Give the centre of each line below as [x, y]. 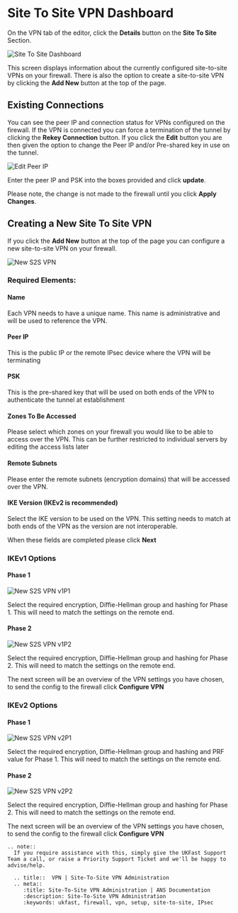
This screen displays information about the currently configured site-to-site [118, 67]
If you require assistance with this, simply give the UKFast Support [120, 853]
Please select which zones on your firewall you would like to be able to [110, 432]
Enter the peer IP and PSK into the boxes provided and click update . [107, 180]
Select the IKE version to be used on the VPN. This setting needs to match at [119, 518]
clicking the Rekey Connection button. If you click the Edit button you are [115, 137]
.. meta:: [28, 884]
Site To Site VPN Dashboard [91, 13]
